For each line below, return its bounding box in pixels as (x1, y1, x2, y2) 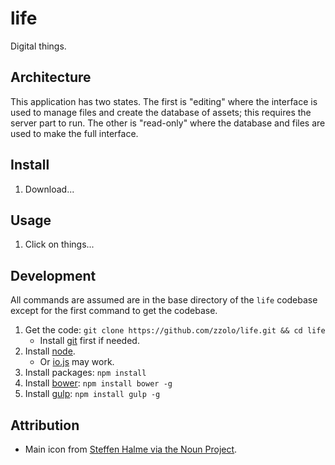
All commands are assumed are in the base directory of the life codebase (10, 294, 318, 306)
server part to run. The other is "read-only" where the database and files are (10, 117, 326, 129)
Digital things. (10, 40, 67, 52)
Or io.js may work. (39, 356, 115, 368)
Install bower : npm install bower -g (24, 377, 173, 389)
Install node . (24, 345, 76, 357)
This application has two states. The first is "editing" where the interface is (10, 95, 318, 107)
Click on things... (24, 238, 95, 251)
